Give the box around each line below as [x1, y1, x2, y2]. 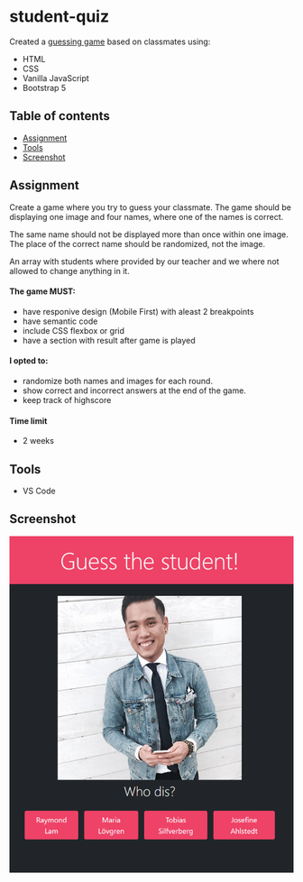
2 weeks [22, 436, 54, 446]
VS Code [22, 485, 56, 496]
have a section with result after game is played [22, 335, 196, 345]
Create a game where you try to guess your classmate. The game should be [9, 201, 291, 213]
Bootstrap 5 [22, 82, 67, 93]
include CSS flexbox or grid [22, 325, 124, 335]
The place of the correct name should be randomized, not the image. [9, 238, 266, 249]
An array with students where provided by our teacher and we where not [9, 255, 280, 267]
